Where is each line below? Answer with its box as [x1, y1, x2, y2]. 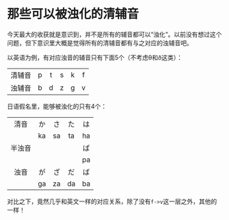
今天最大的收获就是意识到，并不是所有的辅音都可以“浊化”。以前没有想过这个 [7, 30, 222, 38]
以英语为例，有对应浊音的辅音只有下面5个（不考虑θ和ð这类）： [7, 53, 183, 62]
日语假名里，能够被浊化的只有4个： [7, 102, 107, 110]
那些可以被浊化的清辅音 [7, 6, 139, 22]
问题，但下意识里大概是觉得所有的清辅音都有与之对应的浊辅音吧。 [7, 38, 193, 47]
